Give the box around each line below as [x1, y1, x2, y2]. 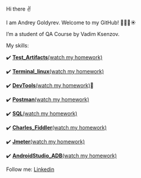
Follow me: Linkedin [6, 166, 55, 173]
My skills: [6, 42, 29, 49]
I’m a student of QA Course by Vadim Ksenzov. [6, 31, 120, 37]
